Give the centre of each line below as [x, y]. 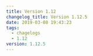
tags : [13, 28]
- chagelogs [26, 33]
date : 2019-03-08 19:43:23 [39, 22]
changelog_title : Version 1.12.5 [47, 17]
